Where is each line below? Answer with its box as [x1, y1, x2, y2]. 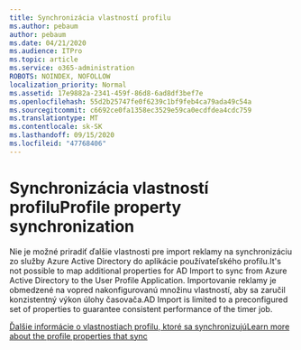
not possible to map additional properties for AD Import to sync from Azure [9, 265, 287, 276]
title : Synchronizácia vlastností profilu [9, 13, 171, 23]
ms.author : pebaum [9, 22, 78, 31]
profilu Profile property [9, 197, 182, 217]
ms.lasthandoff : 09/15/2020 [9, 131, 115, 140]
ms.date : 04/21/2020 [9, 38, 87, 48]
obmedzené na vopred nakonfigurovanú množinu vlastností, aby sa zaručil [9, 284, 286, 295]
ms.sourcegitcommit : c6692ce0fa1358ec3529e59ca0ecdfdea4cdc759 [9, 106, 252, 115]
